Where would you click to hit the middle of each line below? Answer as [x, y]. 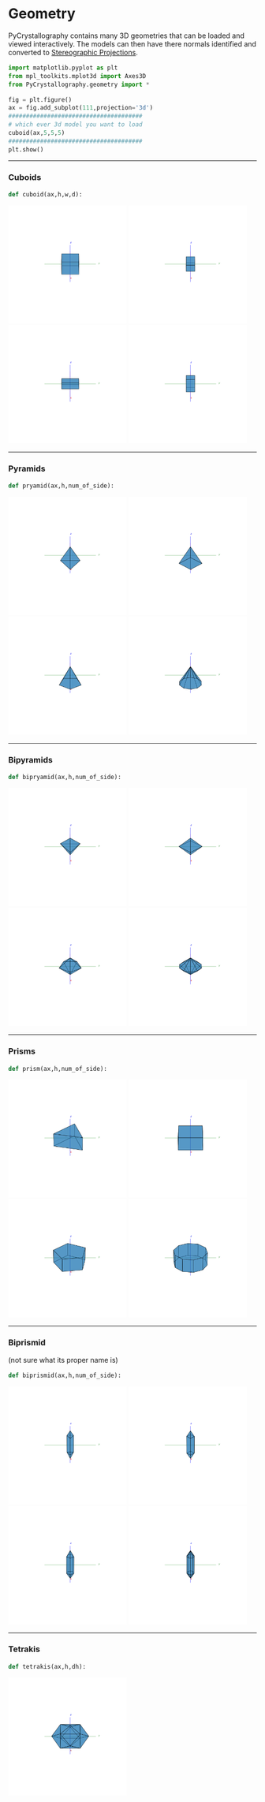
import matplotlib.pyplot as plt [63, 68]
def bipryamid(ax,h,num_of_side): [65, 778]
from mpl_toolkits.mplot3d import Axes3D [77, 76]
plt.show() [26, 149]
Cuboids [25, 177]
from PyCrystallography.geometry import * [79, 84]
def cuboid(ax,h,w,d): [45, 194]
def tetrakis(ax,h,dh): [47, 1666]
